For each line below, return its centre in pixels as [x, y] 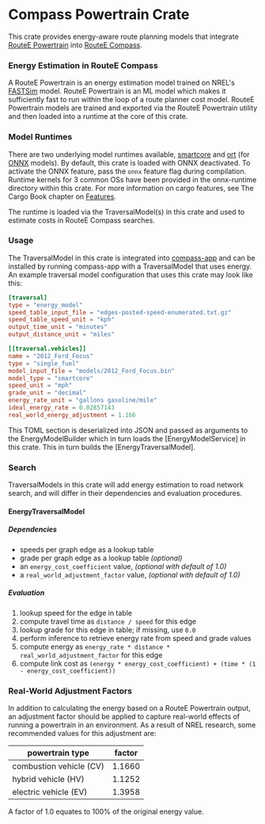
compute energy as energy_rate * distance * [95, 647]
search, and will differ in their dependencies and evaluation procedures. [125, 494]
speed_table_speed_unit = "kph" [61, 320]
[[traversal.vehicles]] [47, 349]
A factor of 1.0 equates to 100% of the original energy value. [106, 811]
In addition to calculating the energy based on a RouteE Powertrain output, [129, 708]
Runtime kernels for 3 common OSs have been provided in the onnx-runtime [132, 179]
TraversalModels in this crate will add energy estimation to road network [126, 485]
